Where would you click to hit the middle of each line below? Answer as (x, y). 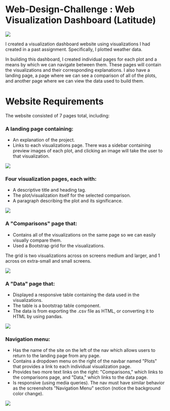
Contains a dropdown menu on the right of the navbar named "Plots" (85, 361)
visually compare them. (37, 240)
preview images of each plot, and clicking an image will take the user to (88, 151)
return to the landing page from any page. (56, 356)
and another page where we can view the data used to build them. (75, 81)
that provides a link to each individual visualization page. (72, 367)
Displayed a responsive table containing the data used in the (76, 295)
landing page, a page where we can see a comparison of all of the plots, (81, 75)
